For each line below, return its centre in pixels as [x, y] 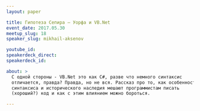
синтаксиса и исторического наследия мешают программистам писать [96, 88]
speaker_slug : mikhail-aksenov [45, 39]
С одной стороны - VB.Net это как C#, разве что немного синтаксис [97, 77]
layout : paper [24, 12]
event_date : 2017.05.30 [36, 28]
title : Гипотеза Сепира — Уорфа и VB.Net [58, 22]
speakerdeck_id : [26, 61]
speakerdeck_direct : [32, 55]
